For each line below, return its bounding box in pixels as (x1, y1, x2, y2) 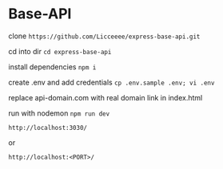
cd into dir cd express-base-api (8, 46, 112, 56)
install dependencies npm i (8, 61, 97, 72)
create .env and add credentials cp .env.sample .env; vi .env (8, 77, 215, 87)
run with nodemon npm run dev (8, 108, 110, 118)
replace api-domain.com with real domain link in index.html (8, 92, 203, 102)
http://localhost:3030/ (8, 124, 88, 132)
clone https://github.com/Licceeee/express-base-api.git (8, 31, 201, 41)
